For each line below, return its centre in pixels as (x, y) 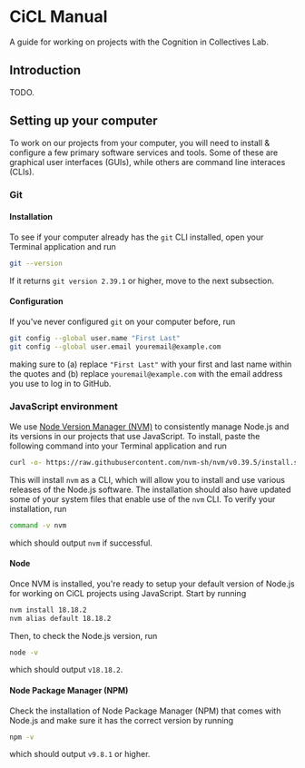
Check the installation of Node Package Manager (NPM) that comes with (145, 711)
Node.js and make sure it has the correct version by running (122, 720)
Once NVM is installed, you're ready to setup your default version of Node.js (152, 584)
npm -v (22, 737)
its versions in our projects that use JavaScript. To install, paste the (135, 436)
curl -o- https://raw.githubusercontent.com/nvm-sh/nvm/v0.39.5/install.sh (156, 462)
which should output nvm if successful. (81, 543)
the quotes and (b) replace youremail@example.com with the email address (146, 373)
